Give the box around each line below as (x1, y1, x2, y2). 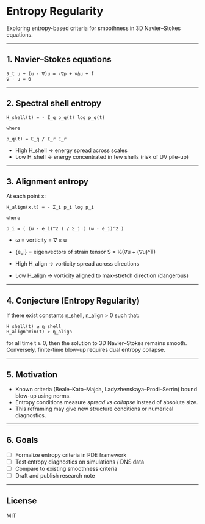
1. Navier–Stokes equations (6, 54, 112, 65)
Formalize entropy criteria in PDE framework (15, 451, 127, 459)
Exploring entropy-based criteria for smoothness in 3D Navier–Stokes (6, 24, 181, 32)
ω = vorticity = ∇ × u (15, 236, 67, 244)
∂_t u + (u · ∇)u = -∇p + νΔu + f (6, 70, 95, 77)
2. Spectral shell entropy (6, 98, 102, 109)
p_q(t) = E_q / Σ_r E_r (6, 136, 67, 142)
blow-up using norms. (15, 392, 71, 399)
